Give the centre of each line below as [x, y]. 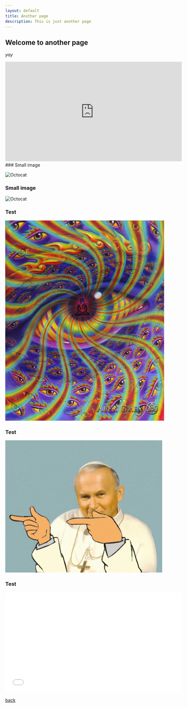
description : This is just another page [48, 21]
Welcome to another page [47, 42]
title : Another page [27, 16]
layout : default [22, 11]
